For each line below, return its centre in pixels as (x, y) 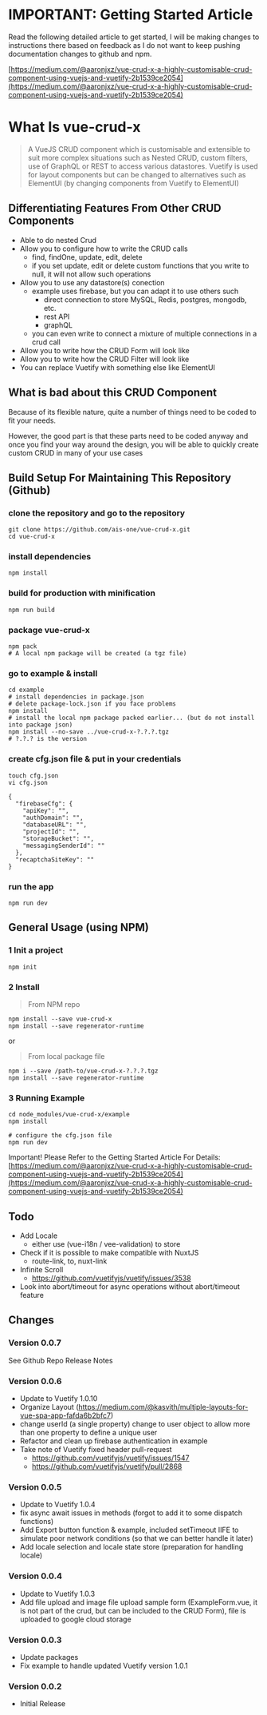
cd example (26, 690)
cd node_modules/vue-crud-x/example (69, 1115)
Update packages (49, 1657)
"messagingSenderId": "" (64, 846)
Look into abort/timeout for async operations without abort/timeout (130, 1287)
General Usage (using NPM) (79, 927)
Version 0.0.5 (35, 1486)
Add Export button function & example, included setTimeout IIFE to (129, 1530)
